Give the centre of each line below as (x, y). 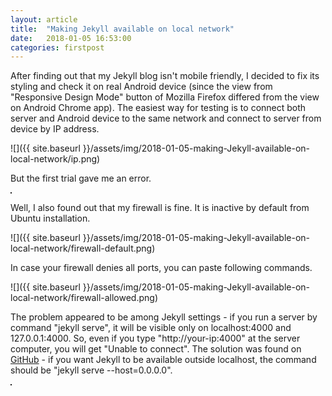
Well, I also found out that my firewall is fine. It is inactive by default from (160, 208)
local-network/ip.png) (55, 159)
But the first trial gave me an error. (81, 178)
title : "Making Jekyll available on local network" (122, 29)
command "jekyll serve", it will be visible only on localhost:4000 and (151, 328)
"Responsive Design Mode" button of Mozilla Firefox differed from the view (165, 97)
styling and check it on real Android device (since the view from (141, 87)
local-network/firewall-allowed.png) (84, 298)
